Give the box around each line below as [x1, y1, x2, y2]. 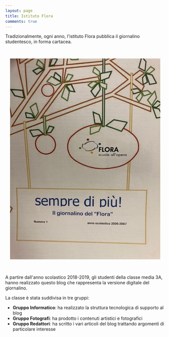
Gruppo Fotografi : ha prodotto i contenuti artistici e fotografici [12, 315, 143, 321]
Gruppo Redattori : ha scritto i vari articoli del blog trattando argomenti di [12, 321, 164, 327]
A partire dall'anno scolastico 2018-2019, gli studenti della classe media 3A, [5, 274, 163, 280]
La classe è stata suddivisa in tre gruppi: [5, 295, 90, 301]
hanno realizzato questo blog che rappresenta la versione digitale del [5, 280, 150, 286]
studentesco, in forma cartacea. [5, 38, 72, 45]
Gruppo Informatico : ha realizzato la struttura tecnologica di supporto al [12, 305, 164, 311]
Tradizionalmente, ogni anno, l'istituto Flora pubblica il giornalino [5, 33, 140, 39]
